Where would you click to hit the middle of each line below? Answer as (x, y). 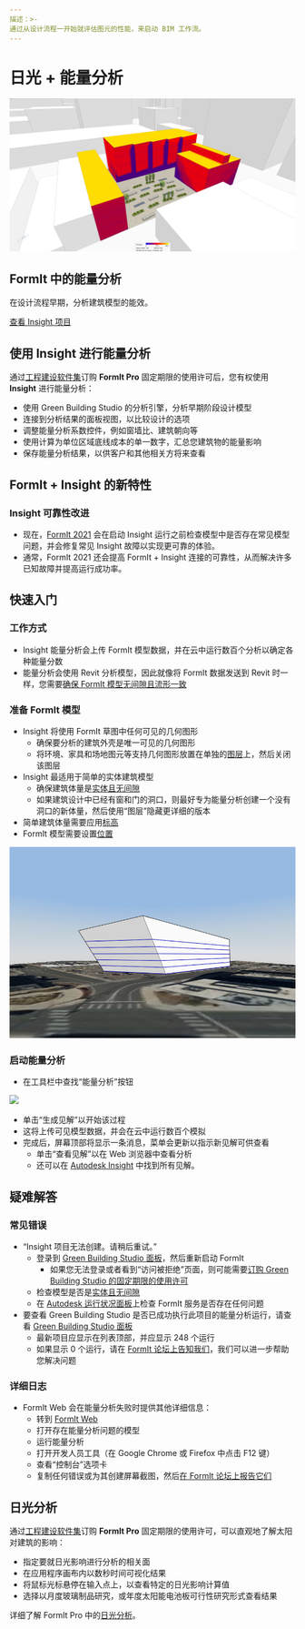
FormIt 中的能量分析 (66, 279)
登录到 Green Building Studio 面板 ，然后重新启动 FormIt (140, 1258)
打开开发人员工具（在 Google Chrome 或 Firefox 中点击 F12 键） (155, 1453)
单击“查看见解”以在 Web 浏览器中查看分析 (114, 1154)
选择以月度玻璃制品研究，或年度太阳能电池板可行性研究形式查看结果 (150, 1596)
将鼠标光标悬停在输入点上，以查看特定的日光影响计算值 (126, 1584)
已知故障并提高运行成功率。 (74, 568)
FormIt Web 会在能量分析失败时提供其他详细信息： (117, 1408)
